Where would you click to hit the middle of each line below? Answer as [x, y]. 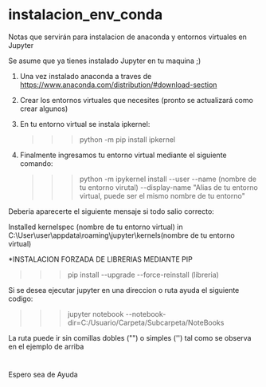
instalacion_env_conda [86, 15]
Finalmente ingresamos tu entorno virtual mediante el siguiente [123, 155]
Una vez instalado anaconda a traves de [86, 76]
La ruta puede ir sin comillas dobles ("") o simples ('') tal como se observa [130, 338]
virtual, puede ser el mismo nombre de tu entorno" [162, 195]
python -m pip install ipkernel [127, 139]
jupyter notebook [96, 314]
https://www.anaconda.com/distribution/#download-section [118, 85]
